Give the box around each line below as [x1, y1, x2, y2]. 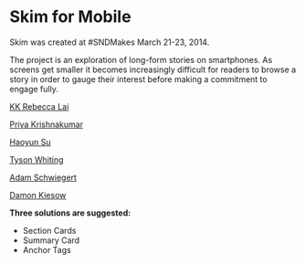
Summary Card [22, 235, 80, 246]
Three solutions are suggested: [9, 207, 131, 218]
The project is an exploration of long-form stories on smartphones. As [9, 54, 273, 65]
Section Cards [22, 225, 77, 236]
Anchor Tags [22, 244, 71, 255]
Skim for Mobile [9, 6, 131, 27]
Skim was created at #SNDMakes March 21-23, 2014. [9, 37, 210, 48]
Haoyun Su [9, 136, 52, 147]
